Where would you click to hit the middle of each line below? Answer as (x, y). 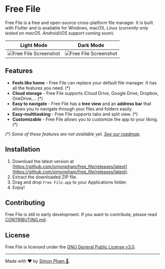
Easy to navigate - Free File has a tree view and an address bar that (82, 104)
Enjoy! (18, 187)
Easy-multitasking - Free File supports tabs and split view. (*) (75, 114)
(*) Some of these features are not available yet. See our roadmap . (73, 134)
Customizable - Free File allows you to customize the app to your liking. (85, 119)
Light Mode (34, 45)
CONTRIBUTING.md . (26, 220)
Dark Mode (91, 45)
